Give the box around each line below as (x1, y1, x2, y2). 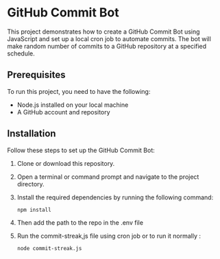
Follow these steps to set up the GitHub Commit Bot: (7, 146, 156, 154)
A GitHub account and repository (16, 108, 111, 116)
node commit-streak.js (16, 245, 82, 251)
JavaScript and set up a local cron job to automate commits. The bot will (7, 34, 211, 42)
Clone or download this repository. (16, 159, 115, 167)
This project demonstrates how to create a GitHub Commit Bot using (7, 27, 200, 36)
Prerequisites (7, 69, 66, 81)
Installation (7, 128, 56, 140)
